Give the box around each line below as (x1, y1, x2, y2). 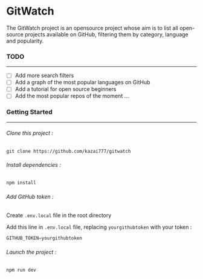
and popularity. (6, 37, 44, 44)
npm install (6, 180, 36, 186)
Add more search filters (14, 72, 74, 79)
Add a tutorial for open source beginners (14, 86, 117, 93)
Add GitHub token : (6, 193, 54, 200)
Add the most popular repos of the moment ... (14, 92, 129, 99)
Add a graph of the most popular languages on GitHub (14, 79, 150, 86)
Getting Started (6, 108, 53, 116)
